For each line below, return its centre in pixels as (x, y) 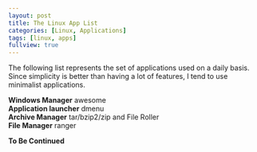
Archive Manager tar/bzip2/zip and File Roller (84, 117)
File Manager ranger (42, 126)
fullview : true (34, 45)
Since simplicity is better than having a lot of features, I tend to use (118, 76)
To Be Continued (37, 141)
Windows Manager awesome (57, 100)
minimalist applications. (47, 85)
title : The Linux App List (53, 23)
